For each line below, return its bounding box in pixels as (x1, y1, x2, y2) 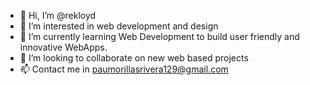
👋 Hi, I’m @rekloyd (19, 10, 97, 21)
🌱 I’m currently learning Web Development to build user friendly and (19, 31, 300, 42)
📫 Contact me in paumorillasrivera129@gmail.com (19, 63, 229, 75)
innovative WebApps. (19, 41, 108, 53)
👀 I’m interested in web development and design (19, 20, 219, 32)
